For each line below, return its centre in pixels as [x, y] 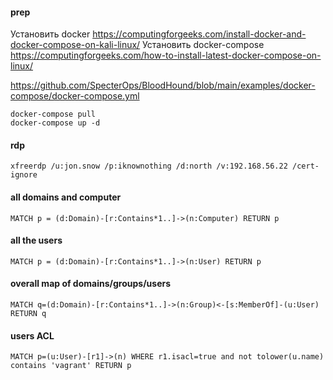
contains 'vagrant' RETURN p [71, 366]
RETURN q [28, 314]
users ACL [32, 335]
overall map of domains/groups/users [91, 284]
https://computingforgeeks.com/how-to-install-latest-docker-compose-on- [166, 55]
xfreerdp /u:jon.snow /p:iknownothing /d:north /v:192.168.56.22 [149, 166]
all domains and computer [66, 197]
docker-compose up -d [55, 123]
